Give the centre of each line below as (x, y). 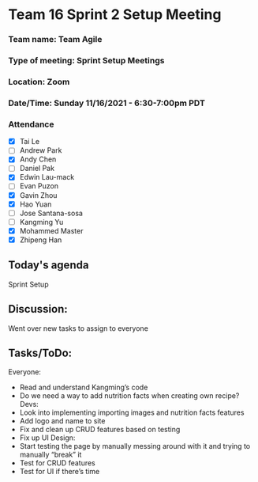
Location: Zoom (39, 82)
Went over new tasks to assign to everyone (78, 328)
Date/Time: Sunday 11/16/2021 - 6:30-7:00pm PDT (107, 103)
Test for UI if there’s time (60, 472)
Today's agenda (49, 266)
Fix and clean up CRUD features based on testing (100, 430)
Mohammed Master (51, 230)
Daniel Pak (37, 169)
